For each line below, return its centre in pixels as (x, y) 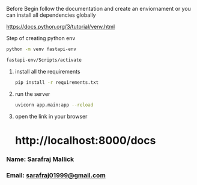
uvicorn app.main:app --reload (54, 105)
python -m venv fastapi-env (41, 49)
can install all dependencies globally (51, 15)
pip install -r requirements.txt (57, 82)
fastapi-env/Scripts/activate (44, 60)
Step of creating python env (41, 38)
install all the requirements (47, 71)
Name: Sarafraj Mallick (40, 159)
